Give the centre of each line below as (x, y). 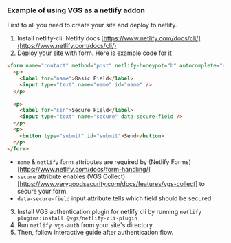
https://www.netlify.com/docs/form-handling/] (85, 169)
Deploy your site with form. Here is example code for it (94, 53)
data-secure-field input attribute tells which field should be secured (114, 198)
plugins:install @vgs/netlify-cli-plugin (77, 218)
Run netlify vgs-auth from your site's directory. (86, 224)
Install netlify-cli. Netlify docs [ (60, 38)
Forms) (181, 162)
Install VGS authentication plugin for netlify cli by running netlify (109, 211)
